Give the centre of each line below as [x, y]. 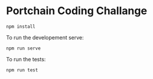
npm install [21, 27]
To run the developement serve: [45, 37]
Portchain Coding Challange [77, 11]
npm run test [22, 70]
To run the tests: [26, 59]
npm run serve [24, 48]
